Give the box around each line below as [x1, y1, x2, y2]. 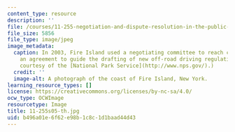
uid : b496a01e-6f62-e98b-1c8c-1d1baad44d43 [7, 114, 136, 121]
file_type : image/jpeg [7, 36, 73, 43]
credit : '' [13, 68, 45, 75]
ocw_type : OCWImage [7, 95, 64, 102]
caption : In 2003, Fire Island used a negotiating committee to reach [13, 50, 224, 57]
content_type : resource [7, 10, 77, 17]
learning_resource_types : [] [7, 82, 92, 89]
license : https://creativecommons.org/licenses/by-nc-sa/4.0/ [7, 88, 192, 95]
